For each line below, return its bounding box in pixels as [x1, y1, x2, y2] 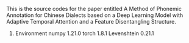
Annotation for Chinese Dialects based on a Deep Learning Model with [6, 12, 184, 19]
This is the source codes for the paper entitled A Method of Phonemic [6, 5, 182, 12]
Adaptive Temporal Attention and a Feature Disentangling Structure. [6, 18, 177, 25]
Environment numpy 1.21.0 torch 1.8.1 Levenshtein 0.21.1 [15, 30, 154, 37]
